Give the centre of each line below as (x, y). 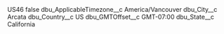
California (21, 24)
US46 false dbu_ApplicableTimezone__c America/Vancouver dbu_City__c (112, 9)
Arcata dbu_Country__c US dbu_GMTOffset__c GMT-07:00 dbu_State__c (111, 17)
